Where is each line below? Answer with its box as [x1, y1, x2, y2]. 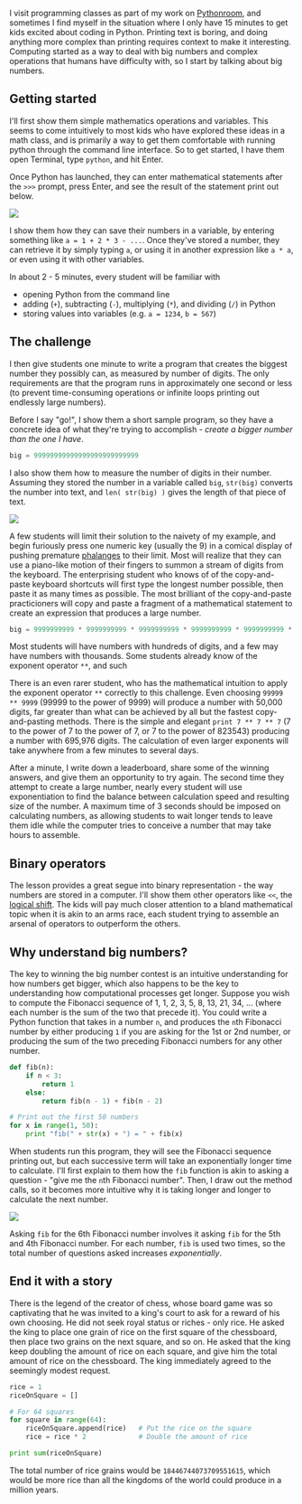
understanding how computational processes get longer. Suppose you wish [9, 988, 290, 998]
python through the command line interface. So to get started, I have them [9, 144, 286, 155]
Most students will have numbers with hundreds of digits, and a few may [9, 641, 279, 652]
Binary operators [9, 856, 106, 871]
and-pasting [9, 716, 55, 727]
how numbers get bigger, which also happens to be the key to [9, 978, 239, 989]
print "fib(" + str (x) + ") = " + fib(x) [25, 1130, 183, 1139]
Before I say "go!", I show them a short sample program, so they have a [9, 414, 274, 425]
